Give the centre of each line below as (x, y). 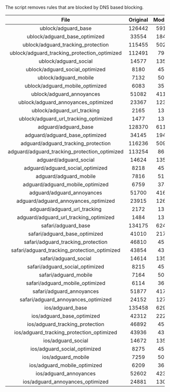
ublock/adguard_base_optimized (66, 36)
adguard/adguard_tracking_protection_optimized (66, 151)
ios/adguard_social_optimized (66, 349)
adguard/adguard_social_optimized (66, 168)
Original (138, 20)
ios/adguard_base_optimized (66, 316)
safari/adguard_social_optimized (66, 267)
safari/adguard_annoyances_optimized (66, 299)
